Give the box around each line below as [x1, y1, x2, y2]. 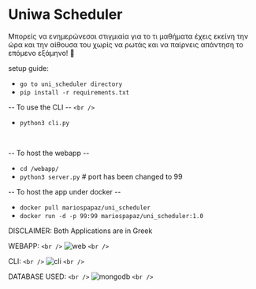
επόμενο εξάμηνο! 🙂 [8, 48, 75, 57]
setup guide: [8, 63, 49, 72]
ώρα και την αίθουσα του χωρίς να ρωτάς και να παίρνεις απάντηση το [8, 39, 244, 49]
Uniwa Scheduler [8, 6, 123, 24]
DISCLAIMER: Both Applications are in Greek [8, 226, 153, 235]
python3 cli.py [19, 119, 70, 127]
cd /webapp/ [19, 165, 59, 172]
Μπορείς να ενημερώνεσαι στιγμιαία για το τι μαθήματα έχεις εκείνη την [8, 31, 249, 41]
